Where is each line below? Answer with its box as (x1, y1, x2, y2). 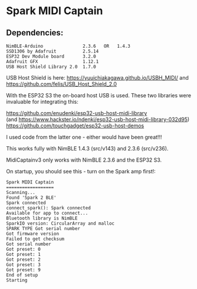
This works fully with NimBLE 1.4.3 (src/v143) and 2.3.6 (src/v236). (6, 145, 169, 152)
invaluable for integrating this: (6, 98, 78, 105)
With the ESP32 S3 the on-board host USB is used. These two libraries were (6, 92, 192, 98)
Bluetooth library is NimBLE (6, 215, 78, 221)
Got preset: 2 (6, 257, 41, 262)
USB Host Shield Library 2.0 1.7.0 (6, 64, 96, 70)
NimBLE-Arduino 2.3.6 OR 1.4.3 (6, 43, 131, 49)
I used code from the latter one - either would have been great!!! (6, 134, 162, 140)
